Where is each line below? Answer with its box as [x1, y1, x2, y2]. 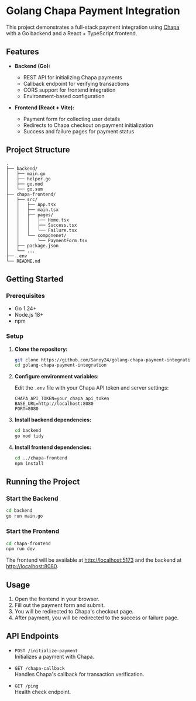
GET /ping [14, 683, 39, 689]
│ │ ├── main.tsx [6, 207, 59, 213]
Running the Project [6, 477, 80, 487]
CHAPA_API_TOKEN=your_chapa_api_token [14, 395, 109, 402]
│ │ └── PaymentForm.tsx [6, 237, 88, 243]
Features [6, 47, 39, 57]
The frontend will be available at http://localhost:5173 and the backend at [6, 556, 182, 564]
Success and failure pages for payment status [23, 128, 135, 135]
